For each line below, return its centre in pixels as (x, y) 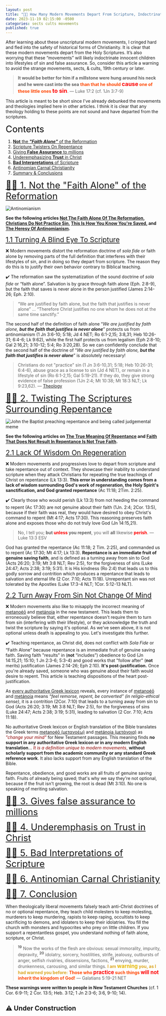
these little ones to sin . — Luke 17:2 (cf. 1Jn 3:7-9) (71, 91)
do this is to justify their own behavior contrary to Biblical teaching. (73, 267)
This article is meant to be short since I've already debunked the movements (83, 101)
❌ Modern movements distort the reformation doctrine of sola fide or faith (81, 251)
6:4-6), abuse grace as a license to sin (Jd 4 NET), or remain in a (83, 370)
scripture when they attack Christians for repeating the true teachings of (79, 475)
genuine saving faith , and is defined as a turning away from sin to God (78, 558)
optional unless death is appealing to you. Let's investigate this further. (77, 633)
